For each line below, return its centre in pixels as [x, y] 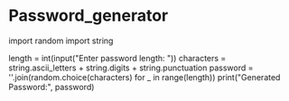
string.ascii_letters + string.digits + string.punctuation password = [131, 68]
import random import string [61, 41]
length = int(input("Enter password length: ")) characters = [117, 58]
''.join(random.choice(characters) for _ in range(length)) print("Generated [144, 77]
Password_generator [89, 16]
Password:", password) [51, 87]
